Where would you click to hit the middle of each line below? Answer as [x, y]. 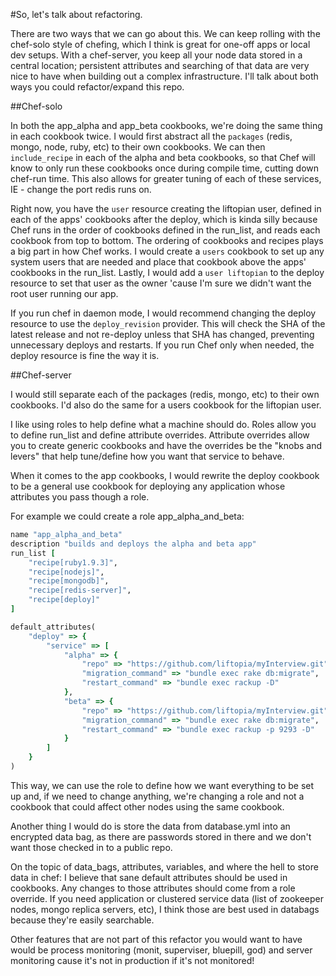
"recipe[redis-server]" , [80, 590]
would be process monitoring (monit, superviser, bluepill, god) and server [161, 950]
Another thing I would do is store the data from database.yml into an [150, 826]
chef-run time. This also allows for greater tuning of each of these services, [166, 178]
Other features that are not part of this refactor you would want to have [156, 939]
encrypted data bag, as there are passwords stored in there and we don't [161, 836]
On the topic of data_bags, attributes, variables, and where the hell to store [164, 866]
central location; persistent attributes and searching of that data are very [160, 65]
